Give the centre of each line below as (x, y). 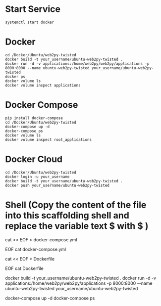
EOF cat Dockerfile (24, 268)
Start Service (33, 9)
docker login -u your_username (37, 176)
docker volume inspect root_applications (49, 139)
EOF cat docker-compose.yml (36, 249)
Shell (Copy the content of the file (76, 205)
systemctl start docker (30, 22)
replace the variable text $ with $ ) (77, 226)
